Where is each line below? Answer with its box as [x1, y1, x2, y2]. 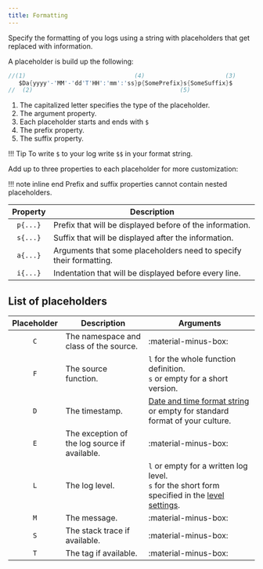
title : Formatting [8, 11, 68, 20]
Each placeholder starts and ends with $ [19, 117, 150, 126]
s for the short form [148, 480, 220, 491]
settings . [148, 500, 180, 511]
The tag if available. [65, 548, 138, 559]
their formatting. [53, 255, 113, 266]
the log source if [65, 438, 125, 449]
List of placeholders [8, 294, 107, 308]
